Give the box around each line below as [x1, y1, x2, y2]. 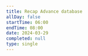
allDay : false [6, 14, 41, 20]
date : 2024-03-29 [6, 30, 49, 36]
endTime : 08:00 [6, 24, 43, 31]
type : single [6, 41, 38, 47]
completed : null [6, 36, 46, 41]
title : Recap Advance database [6, 8, 83, 15]
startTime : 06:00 [6, 19, 49, 25]
